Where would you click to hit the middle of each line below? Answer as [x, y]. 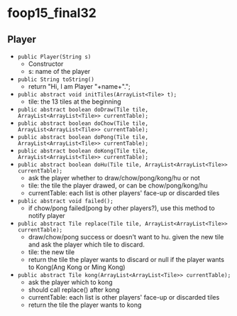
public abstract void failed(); [65, 201]
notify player [46, 216]
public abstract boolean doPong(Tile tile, [83, 137]
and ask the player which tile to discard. [87, 244]
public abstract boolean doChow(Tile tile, [83, 124]
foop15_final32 [52, 13]
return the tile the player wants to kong [85, 305]
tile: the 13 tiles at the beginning [75, 102]
